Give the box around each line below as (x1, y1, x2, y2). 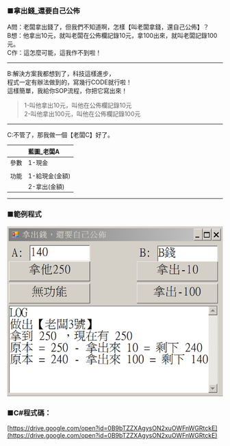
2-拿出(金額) (28, 182, 65, 190)
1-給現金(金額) (28, 171, 71, 179)
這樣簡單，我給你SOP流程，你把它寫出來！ (7, 87, 128, 95)
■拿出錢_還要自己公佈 (7, 5, 80, 15)
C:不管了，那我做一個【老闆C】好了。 (7, 131, 114, 139)
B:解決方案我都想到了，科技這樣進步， (7, 70, 115, 78)
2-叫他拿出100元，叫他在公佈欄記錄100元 (23, 110, 141, 118)
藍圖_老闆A (28, 147, 60, 156)
